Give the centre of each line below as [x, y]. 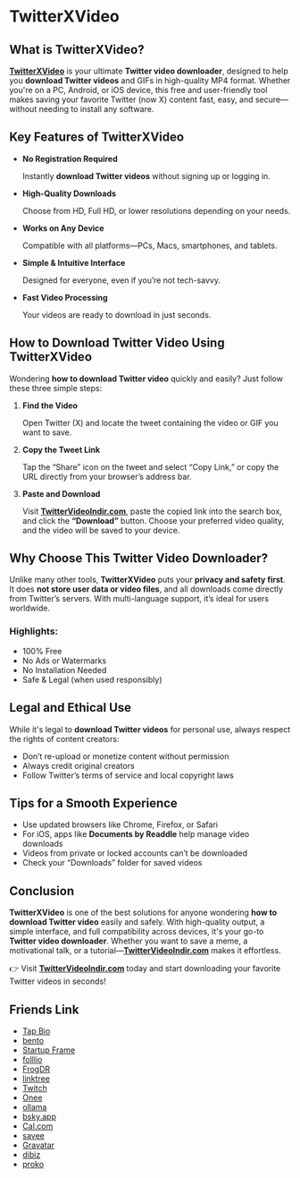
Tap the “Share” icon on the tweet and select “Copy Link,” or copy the [150, 466]
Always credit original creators [79, 765]
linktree [36, 1078]
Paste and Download [61, 493]
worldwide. [30, 608]
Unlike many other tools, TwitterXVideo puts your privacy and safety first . [147, 580]
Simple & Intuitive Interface [74, 262]
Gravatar [38, 1145]
